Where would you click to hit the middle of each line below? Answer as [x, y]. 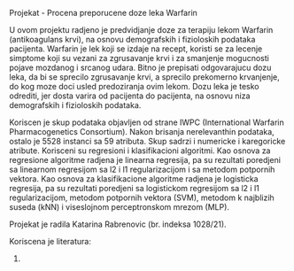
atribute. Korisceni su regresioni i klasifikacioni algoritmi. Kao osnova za [140, 151]
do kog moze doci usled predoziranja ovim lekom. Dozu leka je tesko [134, 86]
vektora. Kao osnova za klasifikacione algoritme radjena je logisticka [134, 179]
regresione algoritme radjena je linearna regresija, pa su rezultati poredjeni [145, 160]
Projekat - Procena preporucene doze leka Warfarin [103, 13]
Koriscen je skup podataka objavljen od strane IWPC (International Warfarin [147, 122]
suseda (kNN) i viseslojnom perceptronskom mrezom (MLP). [120, 207]
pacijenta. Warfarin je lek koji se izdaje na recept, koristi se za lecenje [136, 49]
